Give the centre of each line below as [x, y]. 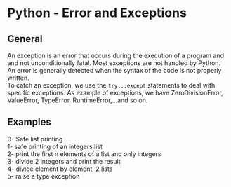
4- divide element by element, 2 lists [60, 169]
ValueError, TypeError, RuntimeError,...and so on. [78, 100]
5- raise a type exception [44, 176]
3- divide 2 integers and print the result [64, 161]
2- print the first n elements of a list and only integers [84, 154]
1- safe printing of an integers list [55, 146]
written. [18, 78]
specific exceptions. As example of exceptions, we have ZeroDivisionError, [115, 93]
